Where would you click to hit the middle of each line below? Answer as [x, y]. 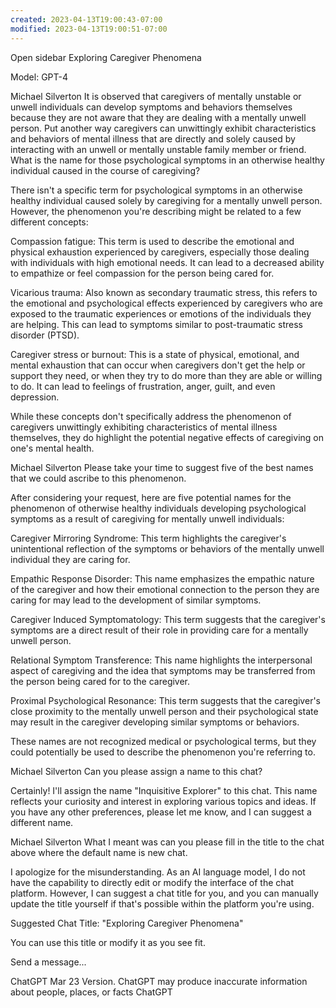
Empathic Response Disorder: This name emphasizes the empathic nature [162, 578]
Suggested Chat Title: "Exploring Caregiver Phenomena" [127, 923]
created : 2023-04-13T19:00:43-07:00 [86, 19]
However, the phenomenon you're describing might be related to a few [156, 211]
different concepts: [49, 222]
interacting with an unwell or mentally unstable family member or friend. [158, 149]
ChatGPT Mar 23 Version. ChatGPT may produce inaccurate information [159, 981]
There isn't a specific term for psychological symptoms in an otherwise [156, 190]
